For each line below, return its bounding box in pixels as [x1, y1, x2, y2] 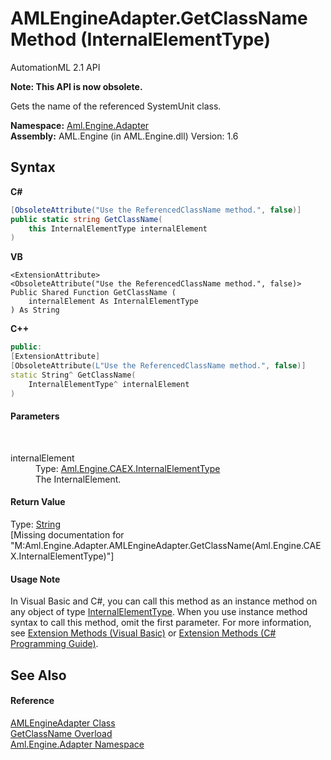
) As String [10, 305, 60, 316]
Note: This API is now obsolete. [10, 80, 143, 92]
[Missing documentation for [10, 528, 125, 541]
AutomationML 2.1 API [10, 61, 101, 73]
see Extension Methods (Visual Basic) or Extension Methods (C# [10, 627, 277, 639]
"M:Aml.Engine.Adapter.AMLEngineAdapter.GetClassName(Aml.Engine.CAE [10, 539, 322, 551]
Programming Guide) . [10, 638, 99, 650]
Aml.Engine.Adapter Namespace [10, 738, 145, 750]
